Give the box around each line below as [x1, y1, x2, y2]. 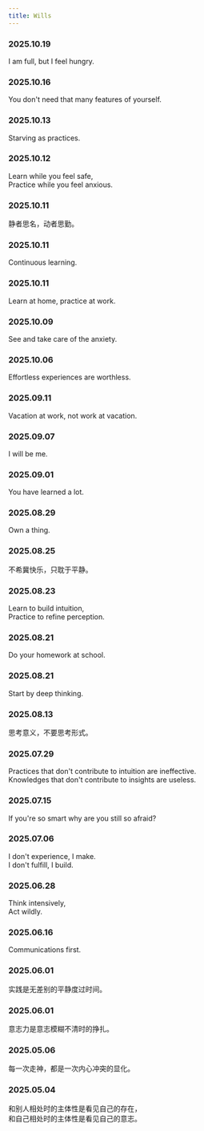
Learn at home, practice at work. [8, 296, 116, 306]
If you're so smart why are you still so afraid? [8, 813, 157, 823]
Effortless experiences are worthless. [8, 372, 131, 382]
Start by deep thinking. [8, 688, 84, 698]
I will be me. [8, 448, 48, 458]
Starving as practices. [8, 133, 81, 143]
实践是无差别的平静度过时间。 [8, 984, 106, 994]
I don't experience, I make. [8, 851, 96, 861]
